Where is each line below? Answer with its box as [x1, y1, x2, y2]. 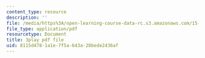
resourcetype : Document [6, 31, 67, 37]
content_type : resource [6, 8, 67, 15]
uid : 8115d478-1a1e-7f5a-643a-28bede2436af [6, 43, 119, 49]
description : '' [6, 14, 48, 21]
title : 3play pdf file [6, 37, 64, 43]
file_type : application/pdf [6, 25, 78, 32]
